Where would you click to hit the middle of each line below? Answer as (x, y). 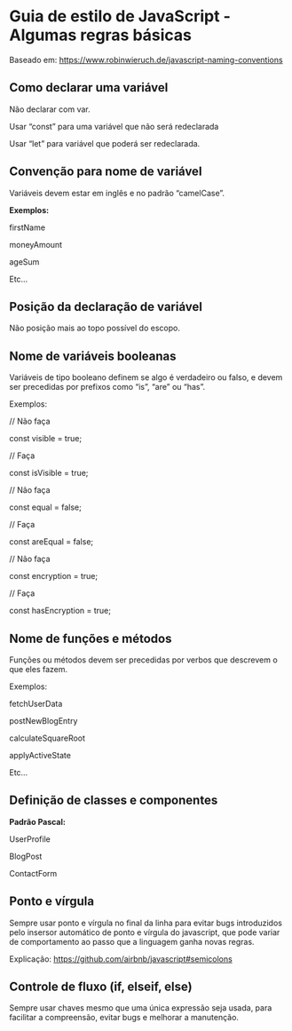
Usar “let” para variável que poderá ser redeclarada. (105, 143)
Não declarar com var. (50, 109)
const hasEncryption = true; (60, 611)
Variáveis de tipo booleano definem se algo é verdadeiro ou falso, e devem (146, 377)
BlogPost (26, 856)
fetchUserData (36, 704)
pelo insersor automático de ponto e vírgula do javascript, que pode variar (145, 932)
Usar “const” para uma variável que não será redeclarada (114, 126)
